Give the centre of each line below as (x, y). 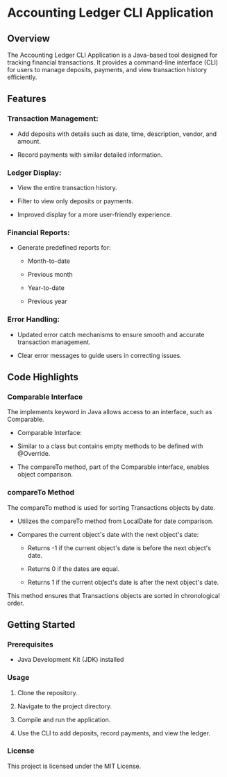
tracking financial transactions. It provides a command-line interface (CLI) (113, 62)
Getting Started (41, 625)
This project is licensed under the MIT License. (74, 766)
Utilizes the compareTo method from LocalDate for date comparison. (115, 521)
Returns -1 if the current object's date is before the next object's (119, 548)
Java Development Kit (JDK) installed (70, 660)
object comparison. (45, 475)
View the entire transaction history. (67, 187)
